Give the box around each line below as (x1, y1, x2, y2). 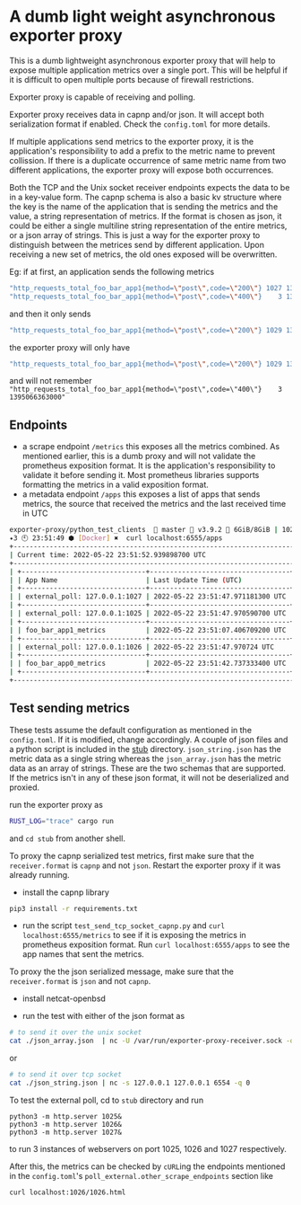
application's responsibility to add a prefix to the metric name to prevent (9, 146, 276, 156)
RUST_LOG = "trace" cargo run (9, 816, 115, 826)
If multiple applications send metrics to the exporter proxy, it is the (9, 136, 254, 146)
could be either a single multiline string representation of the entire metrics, (9, 220, 288, 231)
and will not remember (9, 376, 92, 386)
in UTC (21, 508, 48, 518)
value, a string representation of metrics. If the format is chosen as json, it (9, 210, 282, 221)
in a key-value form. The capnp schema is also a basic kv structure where (9, 191, 282, 202)
